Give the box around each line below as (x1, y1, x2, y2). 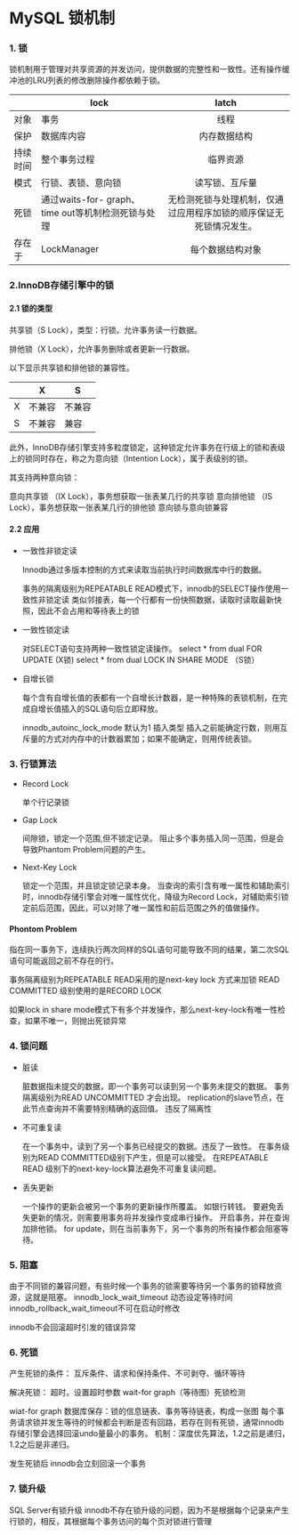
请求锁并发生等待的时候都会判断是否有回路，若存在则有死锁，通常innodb (16, 1417, 285, 1428)
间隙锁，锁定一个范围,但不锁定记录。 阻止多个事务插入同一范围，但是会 (21, 833, 285, 844)
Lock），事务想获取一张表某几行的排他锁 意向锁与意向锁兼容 (9, 502, 229, 513)
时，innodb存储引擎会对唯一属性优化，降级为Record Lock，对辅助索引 (21, 892, 282, 902)
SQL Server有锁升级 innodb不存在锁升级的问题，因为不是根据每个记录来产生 (9, 1505, 289, 1515)
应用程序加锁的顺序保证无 (176, 206, 285, 219)
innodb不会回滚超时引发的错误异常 (9, 1321, 136, 1332)
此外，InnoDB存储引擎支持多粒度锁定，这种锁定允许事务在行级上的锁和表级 (9, 441, 286, 452)
